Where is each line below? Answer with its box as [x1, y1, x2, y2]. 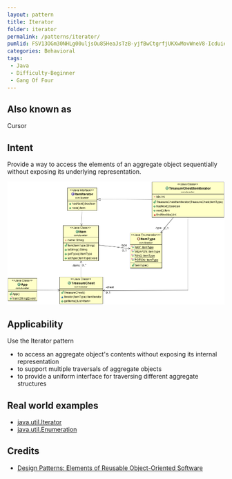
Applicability [7, 318, 64, 330]
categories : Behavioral [7, 48, 76, 55]
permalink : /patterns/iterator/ [7, 33, 100, 40]
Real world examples [7, 399, 99, 411]
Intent [7, 142, 33, 154]
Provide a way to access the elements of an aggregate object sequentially [7, 160, 217, 169]
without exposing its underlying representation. [7, 168, 142, 176]
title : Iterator [7, 18, 54, 26]
